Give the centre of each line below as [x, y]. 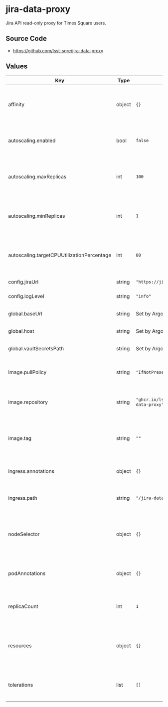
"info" [144, 296]
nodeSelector [24, 534]
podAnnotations [27, 573]
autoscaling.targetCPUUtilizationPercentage [60, 255]
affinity [16, 104]
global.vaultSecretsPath [36, 348]
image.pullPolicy [27, 372]
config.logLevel [26, 296]
